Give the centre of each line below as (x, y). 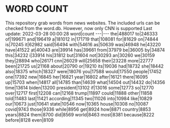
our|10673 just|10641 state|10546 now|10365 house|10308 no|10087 (77, 104)
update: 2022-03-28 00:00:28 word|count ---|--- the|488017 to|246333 (81, 34)
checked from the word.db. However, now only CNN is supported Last (79, 28)
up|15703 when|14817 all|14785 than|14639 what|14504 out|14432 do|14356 (85, 82)
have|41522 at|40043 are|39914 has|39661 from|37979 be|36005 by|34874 (85, 50)
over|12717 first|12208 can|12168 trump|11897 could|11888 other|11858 (79, 93)
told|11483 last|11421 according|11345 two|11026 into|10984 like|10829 (79, 98)
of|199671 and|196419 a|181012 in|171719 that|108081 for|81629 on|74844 (82, 39)
